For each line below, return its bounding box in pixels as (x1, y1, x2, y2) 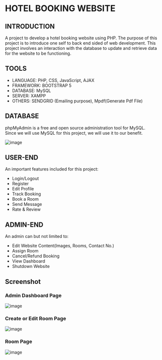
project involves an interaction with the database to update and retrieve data (5, 46, 157, 51)
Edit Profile (12, 186, 34, 192)
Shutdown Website (12, 264, 50, 269)
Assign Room (12, 248, 39, 254)
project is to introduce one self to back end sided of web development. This (5, 40, 156, 46)
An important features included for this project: (5, 166, 99, 172)
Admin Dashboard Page (5, 292, 62, 298)
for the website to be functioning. (5, 50, 72, 56)
